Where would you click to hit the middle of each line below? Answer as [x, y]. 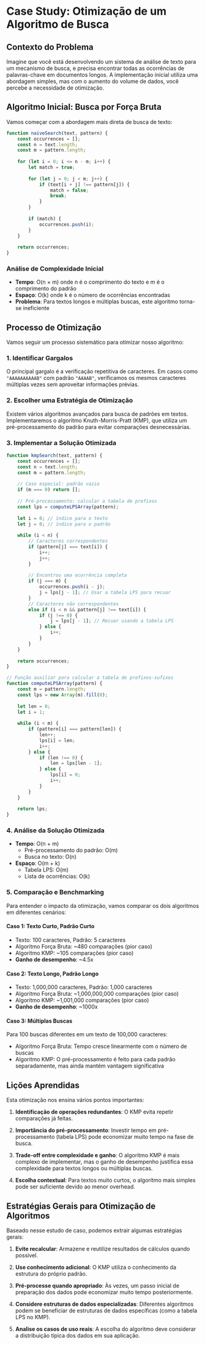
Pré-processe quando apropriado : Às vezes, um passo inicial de [97, 1286]
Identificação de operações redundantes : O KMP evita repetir [94, 1112]
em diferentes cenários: [36, 912]
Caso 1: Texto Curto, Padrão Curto [50, 926]
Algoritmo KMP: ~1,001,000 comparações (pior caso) [82, 1000]
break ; [58, 196]
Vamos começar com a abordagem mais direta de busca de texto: [89, 122]
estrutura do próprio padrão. [51, 1274]
